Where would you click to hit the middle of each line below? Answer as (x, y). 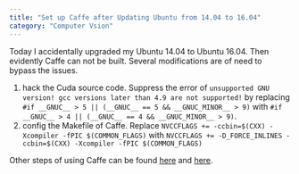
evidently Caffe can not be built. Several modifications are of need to (136, 61)
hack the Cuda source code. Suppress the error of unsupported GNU (146, 87)
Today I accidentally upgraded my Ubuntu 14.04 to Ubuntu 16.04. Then (139, 51)
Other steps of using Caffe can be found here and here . (111, 160)
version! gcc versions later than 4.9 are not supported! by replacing (156, 97)
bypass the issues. (44, 70)
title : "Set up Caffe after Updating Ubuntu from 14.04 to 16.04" (135, 17)
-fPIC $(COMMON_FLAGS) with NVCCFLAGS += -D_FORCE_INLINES (172, 135)
